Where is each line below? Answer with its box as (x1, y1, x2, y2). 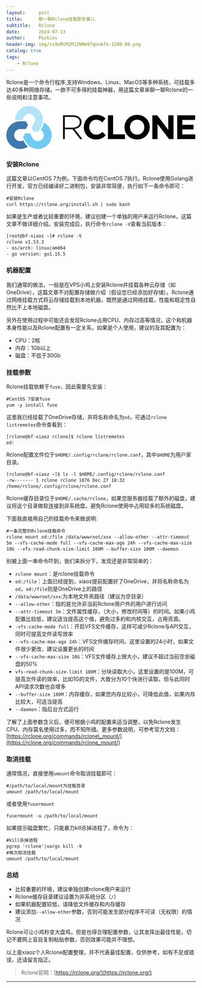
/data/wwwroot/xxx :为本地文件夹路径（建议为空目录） (14, 592, 147, 600)
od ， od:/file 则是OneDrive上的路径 (14, 585, 103, 592)
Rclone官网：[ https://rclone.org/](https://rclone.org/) (20, 969, 152, 977)
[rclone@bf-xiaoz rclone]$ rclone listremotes (6, 434, 125, 440)
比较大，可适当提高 (14, 698, 63, 705)
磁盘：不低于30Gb (14, 352, 61, 359)
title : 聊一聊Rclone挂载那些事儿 (6, 16, 95, 22)
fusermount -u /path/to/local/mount (6, 813, 98, 819)
